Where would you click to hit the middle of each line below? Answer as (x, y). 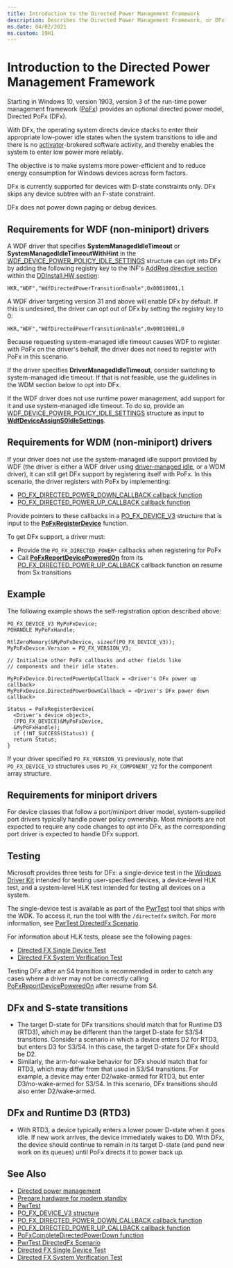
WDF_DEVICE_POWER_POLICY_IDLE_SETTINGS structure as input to (106, 413)
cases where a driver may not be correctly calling (78, 978)
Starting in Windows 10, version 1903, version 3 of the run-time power (107, 102)
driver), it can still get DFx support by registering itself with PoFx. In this (110, 473)
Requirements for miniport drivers (82, 796)
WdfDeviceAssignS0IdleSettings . (57, 421)
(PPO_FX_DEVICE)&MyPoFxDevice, (59, 721)
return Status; (35, 739)
